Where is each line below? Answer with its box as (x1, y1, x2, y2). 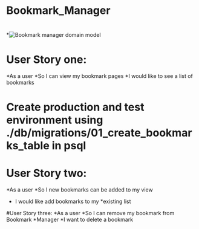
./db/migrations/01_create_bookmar (6, 126, 192, 140)
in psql (51, 138, 86, 152)
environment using (6, 113, 103, 127)
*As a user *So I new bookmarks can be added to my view (6, 186, 153, 193)
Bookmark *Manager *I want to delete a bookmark (6, 216, 134, 224)
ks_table (6, 138, 50, 152)
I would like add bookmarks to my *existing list (15, 198, 131, 205)
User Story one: (6, 53, 87, 66)
